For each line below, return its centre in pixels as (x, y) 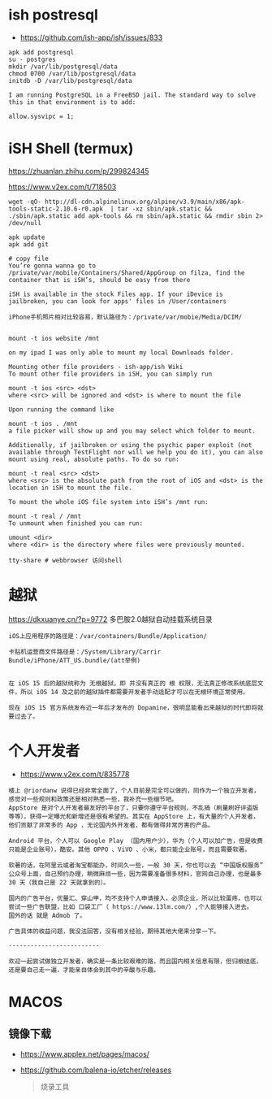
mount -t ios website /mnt (54, 338)
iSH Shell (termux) (71, 149)
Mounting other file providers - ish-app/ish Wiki (96, 367)
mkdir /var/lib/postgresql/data (63, 67)
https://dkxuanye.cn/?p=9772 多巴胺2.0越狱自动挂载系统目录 (110, 619)
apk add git (28, 244)
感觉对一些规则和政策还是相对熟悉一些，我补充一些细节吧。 (93, 799)
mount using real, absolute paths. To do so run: (94, 459)
